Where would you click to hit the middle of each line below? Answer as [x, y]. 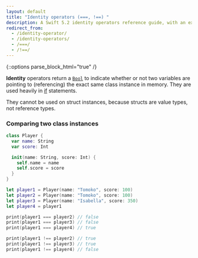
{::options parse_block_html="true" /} [52, 67]
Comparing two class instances [52, 123]
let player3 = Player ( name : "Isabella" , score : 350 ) [72, 201]
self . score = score [41, 168]
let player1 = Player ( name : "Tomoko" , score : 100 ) [70, 190]
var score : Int [30, 147]
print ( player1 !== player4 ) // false [52, 249]
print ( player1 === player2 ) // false [52, 217]
